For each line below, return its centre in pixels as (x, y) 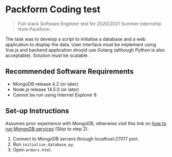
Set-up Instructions (37, 111)
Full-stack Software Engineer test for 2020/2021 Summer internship (90, 24)
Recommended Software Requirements (70, 72)
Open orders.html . (33, 149)
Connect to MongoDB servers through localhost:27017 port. (76, 139)
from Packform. (34, 29)
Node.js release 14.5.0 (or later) (46, 89)
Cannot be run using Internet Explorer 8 (55, 95)
